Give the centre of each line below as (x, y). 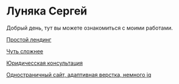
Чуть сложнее (25, 51)
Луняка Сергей (47, 11)
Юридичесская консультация (45, 63)
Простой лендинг (29, 39)
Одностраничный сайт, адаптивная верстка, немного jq (79, 74)
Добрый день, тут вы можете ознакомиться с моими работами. (90, 28)
